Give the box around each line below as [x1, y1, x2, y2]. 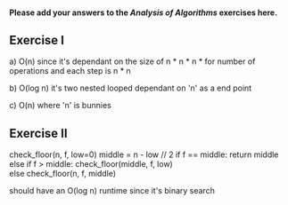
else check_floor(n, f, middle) [9, 169, 117, 179]
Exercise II [9, 125, 69, 141]
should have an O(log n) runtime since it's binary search [9, 185, 216, 196]
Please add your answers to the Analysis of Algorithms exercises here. [9, 7, 278, 18]
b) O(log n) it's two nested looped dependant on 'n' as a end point [9, 83, 252, 93]
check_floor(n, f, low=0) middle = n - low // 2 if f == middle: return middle [9, 149, 279, 160]
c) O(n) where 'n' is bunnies [9, 100, 111, 111]
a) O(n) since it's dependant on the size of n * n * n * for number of [9, 56, 256, 67]
